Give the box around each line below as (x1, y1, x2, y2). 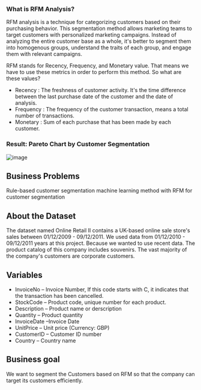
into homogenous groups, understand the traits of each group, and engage (6, 44, 192, 51)
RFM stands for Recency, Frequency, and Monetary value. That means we (6, 62, 189, 69)
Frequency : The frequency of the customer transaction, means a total (14, 106, 189, 113)
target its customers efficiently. (6, 377, 83, 384)
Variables (6, 270, 43, 280)
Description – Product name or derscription (14, 305, 122, 312)
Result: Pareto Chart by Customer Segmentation (6, 140, 150, 149)
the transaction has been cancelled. (14, 292, 104, 300)
